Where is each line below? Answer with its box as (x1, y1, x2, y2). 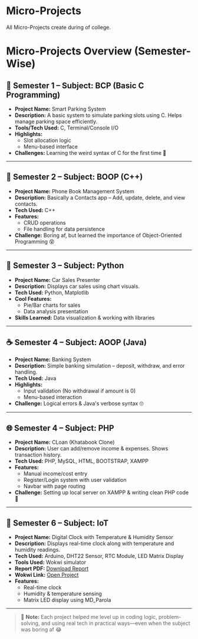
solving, (20, 619, 40, 627)
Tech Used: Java (14, 375, 57, 382)
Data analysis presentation (23, 307, 88, 314)
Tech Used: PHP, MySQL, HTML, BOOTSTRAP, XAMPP (14, 458, 149, 465)
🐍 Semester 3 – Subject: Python (6, 261, 124, 271)
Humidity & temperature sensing (23, 590, 102, 597)
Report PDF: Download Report (14, 565, 89, 572)
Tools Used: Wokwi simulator (14, 559, 87, 566)
